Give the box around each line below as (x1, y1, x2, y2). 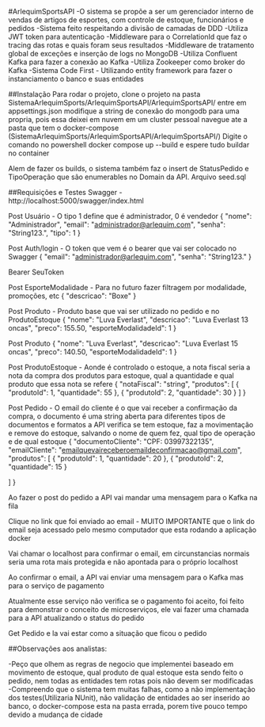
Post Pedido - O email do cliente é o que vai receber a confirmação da (8, 404, 237, 412)
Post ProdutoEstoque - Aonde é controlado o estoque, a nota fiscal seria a (8, 362, 251, 372)
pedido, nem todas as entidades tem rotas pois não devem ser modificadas (8, 676, 254, 685)
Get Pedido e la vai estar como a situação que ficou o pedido (8, 629, 207, 637)
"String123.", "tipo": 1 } (8, 228, 81, 237)
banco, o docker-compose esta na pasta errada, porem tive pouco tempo (8, 702, 248, 710)
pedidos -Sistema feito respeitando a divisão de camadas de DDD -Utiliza (8, 24, 248, 33)
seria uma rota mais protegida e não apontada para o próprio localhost (8, 557, 239, 566)
